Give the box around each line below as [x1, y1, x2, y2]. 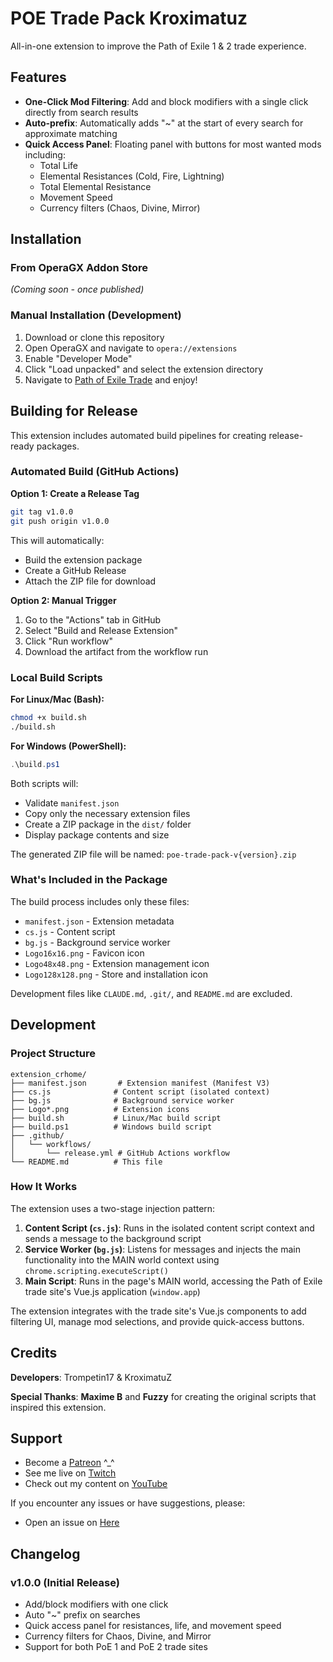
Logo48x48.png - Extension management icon [24, 957, 210, 969]
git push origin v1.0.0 [10, 516, 110, 526]
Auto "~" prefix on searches [24, 1609, 141, 1621]
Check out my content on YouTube [24, 1478, 168, 1490]
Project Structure [10, 1047, 96, 1061]
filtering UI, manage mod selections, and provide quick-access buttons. [10, 1315, 305, 1327]
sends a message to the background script [24, 1232, 202, 1244]
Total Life [39, 159, 79, 171]
